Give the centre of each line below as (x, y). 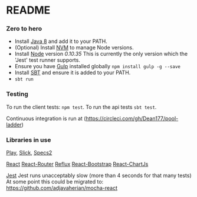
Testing (17, 94)
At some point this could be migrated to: (55, 182)
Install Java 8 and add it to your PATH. (61, 41)
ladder (14, 125)
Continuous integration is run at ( (46, 118)
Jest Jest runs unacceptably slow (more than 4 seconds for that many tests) (99, 176)
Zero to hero (24, 29)
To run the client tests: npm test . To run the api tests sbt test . (81, 107)
